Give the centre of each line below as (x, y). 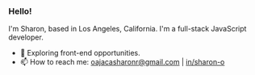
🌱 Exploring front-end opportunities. (80, 53)
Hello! (20, 11)
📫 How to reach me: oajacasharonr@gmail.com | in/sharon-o (122, 62)
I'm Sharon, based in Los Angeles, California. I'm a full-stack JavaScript (127, 29)
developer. (26, 37)
